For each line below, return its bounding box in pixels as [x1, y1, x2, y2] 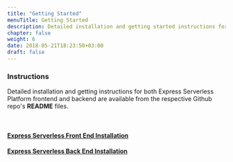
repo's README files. [7, 102, 69, 111]
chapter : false [7, 29, 51, 37]
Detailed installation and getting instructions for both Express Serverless [7, 87, 214, 96]
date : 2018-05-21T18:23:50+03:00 [7, 42, 104, 49]
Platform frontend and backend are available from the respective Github [7, 95, 213, 103]
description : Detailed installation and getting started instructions [7, 23, 216, 30]
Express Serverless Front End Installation [7, 131, 129, 139]
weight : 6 [7, 36, 36, 43]
